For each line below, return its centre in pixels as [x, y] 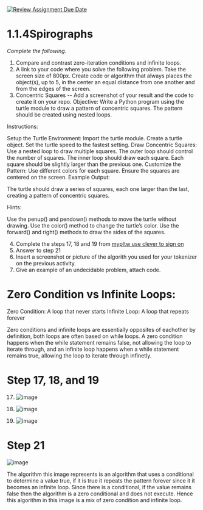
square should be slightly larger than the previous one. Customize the [94, 164]
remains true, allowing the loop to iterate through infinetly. [79, 355]
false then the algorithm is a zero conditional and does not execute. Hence [100, 494]
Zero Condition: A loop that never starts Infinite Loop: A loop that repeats [98, 311]
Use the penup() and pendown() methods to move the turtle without [92, 219]
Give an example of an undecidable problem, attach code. [88, 270]
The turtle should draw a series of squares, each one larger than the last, [98, 189]
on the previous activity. [46, 263]
